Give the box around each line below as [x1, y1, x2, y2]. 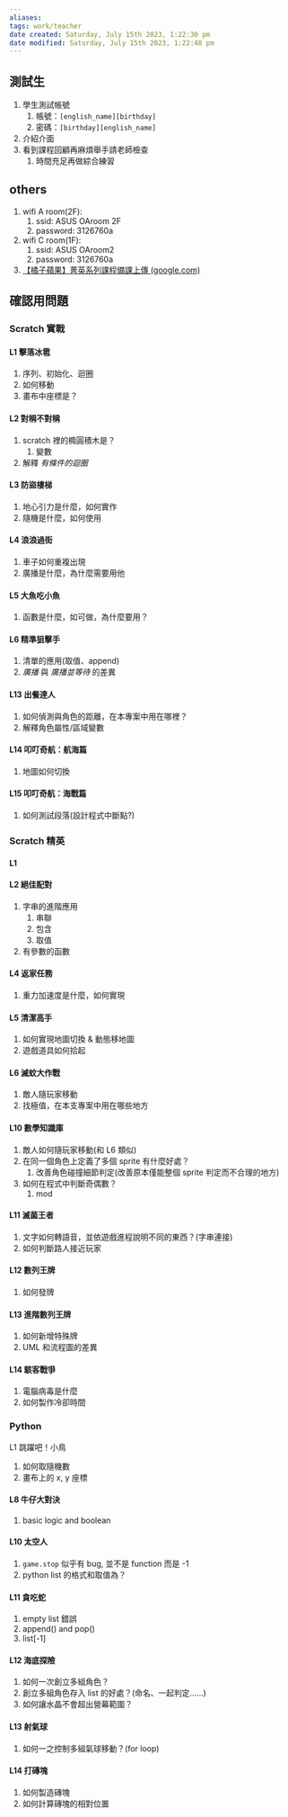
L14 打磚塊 [9, 1765, 48, 1777]
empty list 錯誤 [22, 1614, 78, 1625]
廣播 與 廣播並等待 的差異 [22, 667, 117, 677]
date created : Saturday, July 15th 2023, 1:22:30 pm [9, 30, 211, 39]
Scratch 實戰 [9, 323, 65, 336]
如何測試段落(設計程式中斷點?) [22, 810, 135, 821]
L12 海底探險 [9, 1654, 56, 1665]
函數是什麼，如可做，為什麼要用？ [22, 612, 149, 622]
